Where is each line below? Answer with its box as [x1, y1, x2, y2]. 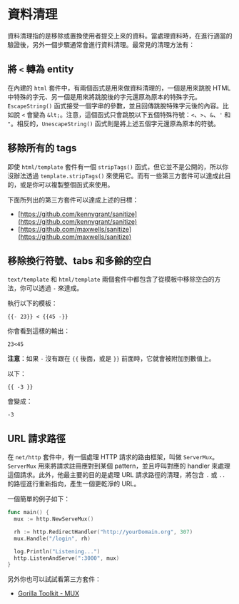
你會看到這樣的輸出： [7, 327, 70, 335]
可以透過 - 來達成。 [26, 284, 83, 292]
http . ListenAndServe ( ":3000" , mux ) [14, 554, 120, 562]
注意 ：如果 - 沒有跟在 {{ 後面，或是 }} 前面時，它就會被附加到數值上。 [7, 354, 215, 363]
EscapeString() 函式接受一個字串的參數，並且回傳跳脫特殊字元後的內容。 [7, 101, 223, 110]
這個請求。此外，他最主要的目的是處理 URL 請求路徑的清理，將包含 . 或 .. [7, 471, 226, 479]
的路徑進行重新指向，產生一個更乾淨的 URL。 [7, 479, 141, 488]
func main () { [7, 509, 50, 516]
